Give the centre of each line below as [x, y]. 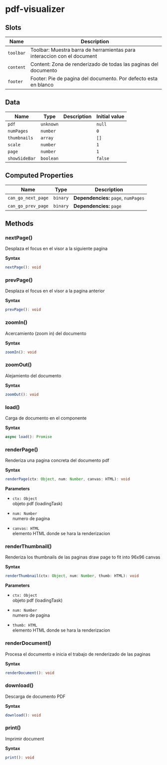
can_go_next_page [28, 198]
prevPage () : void [23, 310]
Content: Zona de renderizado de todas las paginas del [94, 64]
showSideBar [22, 158]
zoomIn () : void [21, 352]
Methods [19, 224]
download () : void [23, 715]
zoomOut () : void [22, 394]
